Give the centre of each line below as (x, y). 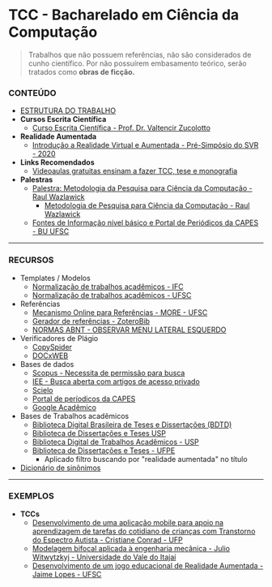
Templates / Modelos (55, 278)
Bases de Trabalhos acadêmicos (74, 416)
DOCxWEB (50, 356)
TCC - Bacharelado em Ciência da (124, 15)
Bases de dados (47, 364)
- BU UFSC (51, 231)
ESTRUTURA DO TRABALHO (68, 110)
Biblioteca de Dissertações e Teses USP (99, 433)
